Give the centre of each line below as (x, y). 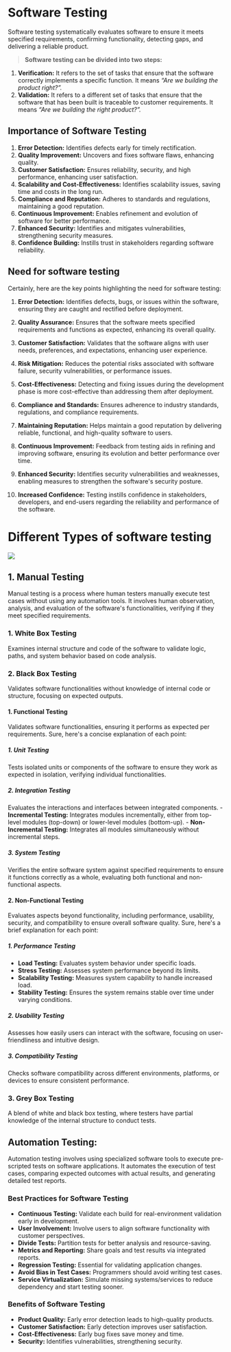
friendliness (24, 1040)
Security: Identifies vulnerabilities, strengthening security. (100, 1341)
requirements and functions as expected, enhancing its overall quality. (117, 329)
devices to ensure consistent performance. (69, 1080)
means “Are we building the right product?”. (79, 109)
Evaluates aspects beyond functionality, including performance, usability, (111, 915)
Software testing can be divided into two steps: (94, 59)
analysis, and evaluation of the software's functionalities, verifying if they (111, 608)
